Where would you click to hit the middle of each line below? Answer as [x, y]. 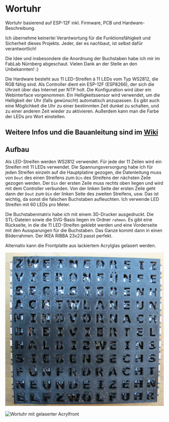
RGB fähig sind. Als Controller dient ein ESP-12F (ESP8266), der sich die [80, 84]
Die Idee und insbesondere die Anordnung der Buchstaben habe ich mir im [82, 58]
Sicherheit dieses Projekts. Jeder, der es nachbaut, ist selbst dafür [74, 43]
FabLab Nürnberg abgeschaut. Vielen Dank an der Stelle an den [71, 64]
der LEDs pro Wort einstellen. [36, 116]
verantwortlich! [21, 48]
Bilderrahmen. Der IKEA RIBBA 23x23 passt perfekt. [59, 236]
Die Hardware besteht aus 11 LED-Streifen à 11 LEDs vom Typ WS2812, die [82, 79]
